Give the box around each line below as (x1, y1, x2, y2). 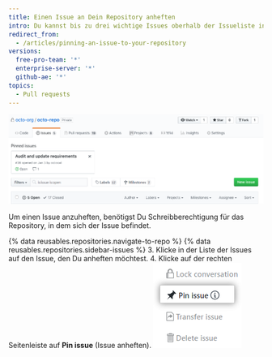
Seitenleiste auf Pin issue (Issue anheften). (8, 341, 152, 351)
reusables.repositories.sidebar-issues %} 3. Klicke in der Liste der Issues (8, 245, 253, 255)
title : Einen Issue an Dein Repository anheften (8, 13, 176, 21)
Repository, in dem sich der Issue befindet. (8, 221, 151, 230)
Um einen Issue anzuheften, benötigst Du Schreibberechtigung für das (8, 212, 244, 222)
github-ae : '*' (15, 73, 67, 81)
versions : (8, 47, 42, 56)
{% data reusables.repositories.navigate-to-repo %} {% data (8, 236, 211, 247)
